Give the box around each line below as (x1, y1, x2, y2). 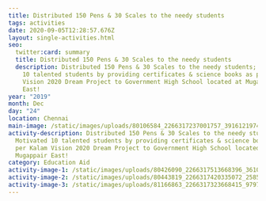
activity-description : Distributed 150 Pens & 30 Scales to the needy (8, 129, 246, 137)
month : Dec (8, 100, 44, 108)
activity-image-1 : (8, 166, 69, 174)
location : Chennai (8, 115, 69, 123)
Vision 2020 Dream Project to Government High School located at (22, 78, 243, 85)
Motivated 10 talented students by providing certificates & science (15, 136, 249, 145)
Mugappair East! (15, 151, 69, 159)
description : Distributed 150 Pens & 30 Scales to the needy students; (15, 63, 257, 71)
